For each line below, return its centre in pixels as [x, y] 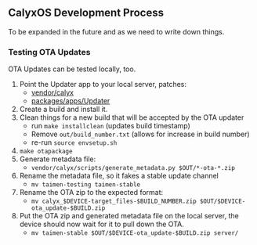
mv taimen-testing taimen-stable [86, 185]
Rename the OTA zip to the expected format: [91, 193]
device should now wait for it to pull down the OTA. [101, 224]
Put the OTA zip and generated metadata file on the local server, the [129, 216]
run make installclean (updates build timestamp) [110, 126]
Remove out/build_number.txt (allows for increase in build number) [140, 134]
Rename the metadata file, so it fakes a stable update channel [119, 176]
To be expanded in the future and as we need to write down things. [116, 31]
